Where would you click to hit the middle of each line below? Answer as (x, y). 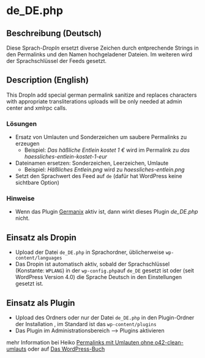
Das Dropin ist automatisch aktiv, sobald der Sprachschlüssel (92, 264)
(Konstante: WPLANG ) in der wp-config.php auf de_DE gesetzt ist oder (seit (105, 270)
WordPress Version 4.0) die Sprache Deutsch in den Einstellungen (99, 277)
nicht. (22, 218)
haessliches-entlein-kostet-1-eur (65, 157)
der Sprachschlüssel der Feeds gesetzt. (57, 61)
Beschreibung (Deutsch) (54, 33)
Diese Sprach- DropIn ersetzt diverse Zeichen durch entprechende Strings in (102, 48)
